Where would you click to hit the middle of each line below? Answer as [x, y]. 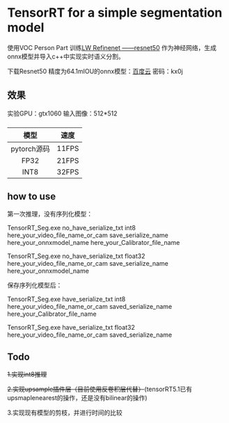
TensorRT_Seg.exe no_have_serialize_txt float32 [76, 256]
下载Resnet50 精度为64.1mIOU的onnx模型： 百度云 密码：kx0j [95, 71]
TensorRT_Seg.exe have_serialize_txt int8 [66, 299]
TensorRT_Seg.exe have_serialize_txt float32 [71, 328]
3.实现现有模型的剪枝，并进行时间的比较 [65, 413]
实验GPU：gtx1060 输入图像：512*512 [62, 113]
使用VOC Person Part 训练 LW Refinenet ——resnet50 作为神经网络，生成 [112, 47]
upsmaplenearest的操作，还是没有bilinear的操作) [77, 398]
